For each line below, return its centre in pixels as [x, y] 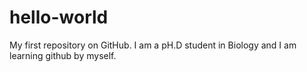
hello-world [59, 17]
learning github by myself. [63, 55]
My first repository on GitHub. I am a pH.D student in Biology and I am [153, 45]
